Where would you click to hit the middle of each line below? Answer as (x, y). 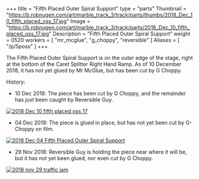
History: (16, 82)
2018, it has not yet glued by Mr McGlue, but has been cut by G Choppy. (94, 70)
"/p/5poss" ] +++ (27, 46)
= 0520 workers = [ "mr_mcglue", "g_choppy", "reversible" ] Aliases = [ (93, 40)
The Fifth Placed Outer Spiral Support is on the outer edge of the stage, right (99, 58)
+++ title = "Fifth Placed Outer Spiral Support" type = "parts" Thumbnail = (97, 9)
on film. (45, 129)
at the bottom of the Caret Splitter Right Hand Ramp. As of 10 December (94, 64)
